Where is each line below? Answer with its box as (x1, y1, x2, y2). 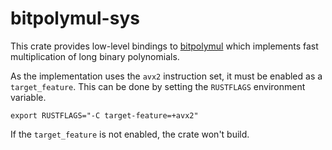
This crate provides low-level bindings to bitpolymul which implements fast (10, 40, 319, 52)
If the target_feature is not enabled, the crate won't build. (10, 128, 250, 140)
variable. (10, 91, 47, 103)
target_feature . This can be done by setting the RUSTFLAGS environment (10, 80, 306, 92)
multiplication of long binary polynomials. (10, 50, 180, 62)
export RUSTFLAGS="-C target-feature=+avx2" (10, 110, 199, 121)
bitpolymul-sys (10, 7, 140, 30)
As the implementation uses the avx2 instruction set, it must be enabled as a (10, 70, 323, 82)
